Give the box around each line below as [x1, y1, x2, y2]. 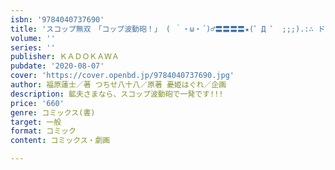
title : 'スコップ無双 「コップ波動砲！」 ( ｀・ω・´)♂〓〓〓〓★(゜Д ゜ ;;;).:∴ [10, 24, 314, 34]
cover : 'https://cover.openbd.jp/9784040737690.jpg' [10, 71, 235, 81]
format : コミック [10, 126, 77, 136]
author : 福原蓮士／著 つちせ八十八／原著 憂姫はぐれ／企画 [10, 80, 227, 90]
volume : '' [10, 33, 56, 43]
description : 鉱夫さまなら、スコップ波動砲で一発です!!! [10, 89, 224, 99]
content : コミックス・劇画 [10, 136, 111, 146]
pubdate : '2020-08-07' [10, 61, 105, 71]
